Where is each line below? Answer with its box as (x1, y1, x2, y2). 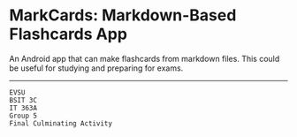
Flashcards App (9, 24, 128, 44)
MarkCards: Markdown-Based (9, 5, 237, 26)
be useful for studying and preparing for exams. (9, 63, 184, 73)
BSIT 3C (9, 95, 38, 104)
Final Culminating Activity (9, 118, 113, 128)
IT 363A (9, 103, 38, 112)
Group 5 (9, 111, 38, 120)
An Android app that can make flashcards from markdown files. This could (9, 53, 280, 64)
